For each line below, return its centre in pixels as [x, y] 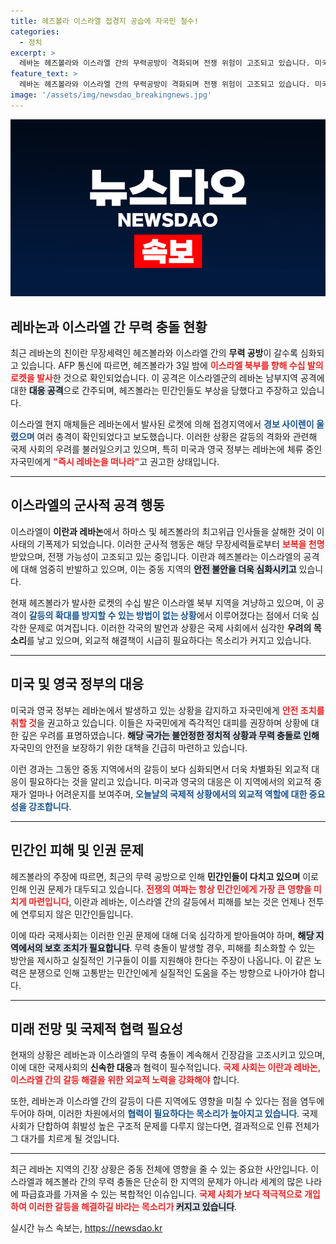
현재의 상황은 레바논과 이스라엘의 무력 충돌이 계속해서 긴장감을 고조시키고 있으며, [168, 1055]
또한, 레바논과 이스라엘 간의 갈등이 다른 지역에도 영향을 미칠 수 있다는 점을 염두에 [167, 1101]
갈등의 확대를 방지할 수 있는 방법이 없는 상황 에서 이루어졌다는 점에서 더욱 [168, 615]
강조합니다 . [50, 806]
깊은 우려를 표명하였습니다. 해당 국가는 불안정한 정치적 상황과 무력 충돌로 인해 [170, 735]
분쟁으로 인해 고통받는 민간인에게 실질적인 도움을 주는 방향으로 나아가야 [167, 972]
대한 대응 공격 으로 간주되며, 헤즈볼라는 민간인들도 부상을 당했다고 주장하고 [154, 391]
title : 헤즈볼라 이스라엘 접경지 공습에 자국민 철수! [104, 21]
